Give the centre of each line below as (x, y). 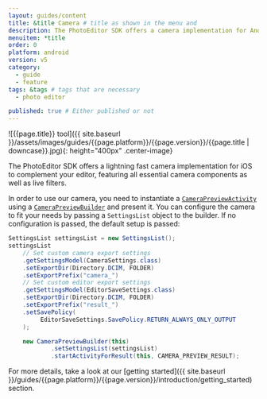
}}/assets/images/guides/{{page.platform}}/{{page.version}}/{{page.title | (129, 142)
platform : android (39, 52)
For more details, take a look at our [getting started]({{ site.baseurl (117, 371)
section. (21, 388)
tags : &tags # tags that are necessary (74, 89)
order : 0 (23, 45)
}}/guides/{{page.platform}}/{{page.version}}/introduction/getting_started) (130, 380)
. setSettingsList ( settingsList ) (104, 349)
